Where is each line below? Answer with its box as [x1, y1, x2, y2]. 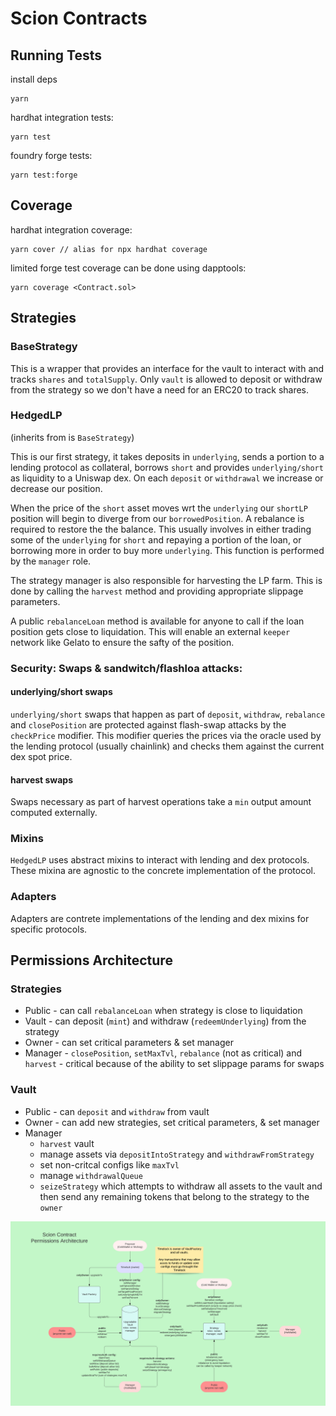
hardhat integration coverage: [10, 223, 133, 236]
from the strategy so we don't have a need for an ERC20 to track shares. [10, 383, 310, 396]
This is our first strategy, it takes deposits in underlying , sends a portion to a [10, 450, 325, 462]
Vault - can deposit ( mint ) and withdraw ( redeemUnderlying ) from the [24, 1015, 307, 1027]
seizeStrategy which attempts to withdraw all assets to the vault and [39, 1180, 323, 1192]
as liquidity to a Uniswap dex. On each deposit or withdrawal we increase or [10, 472, 324, 484]
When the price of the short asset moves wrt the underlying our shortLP [10, 502, 308, 514]
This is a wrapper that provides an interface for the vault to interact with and [10, 362, 325, 374]
